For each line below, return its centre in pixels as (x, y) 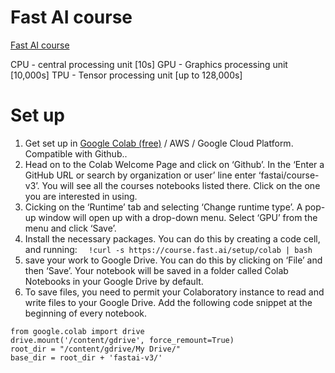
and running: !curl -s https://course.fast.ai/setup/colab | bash (168, 249)
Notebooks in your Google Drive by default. (114, 281)
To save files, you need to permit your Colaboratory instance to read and (174, 292)
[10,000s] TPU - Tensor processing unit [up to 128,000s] (126, 75)
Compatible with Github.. (76, 153)
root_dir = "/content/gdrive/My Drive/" (96, 349)
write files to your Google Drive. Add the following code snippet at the (168, 302)
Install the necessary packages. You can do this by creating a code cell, (172, 238)
